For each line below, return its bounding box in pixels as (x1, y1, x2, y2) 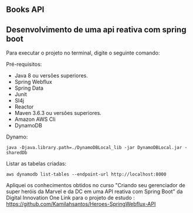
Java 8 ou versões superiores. (14, 72, 88, 79)
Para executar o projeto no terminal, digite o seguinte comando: (6, 49, 160, 56)
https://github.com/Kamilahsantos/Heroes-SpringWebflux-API (6, 201, 156, 208)
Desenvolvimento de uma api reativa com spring (6, 25, 187, 35)
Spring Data (14, 84, 44, 92)
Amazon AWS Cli (14, 116, 56, 123)
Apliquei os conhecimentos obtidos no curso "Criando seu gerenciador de (6, 182, 186, 189)
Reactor (14, 103, 34, 110)
